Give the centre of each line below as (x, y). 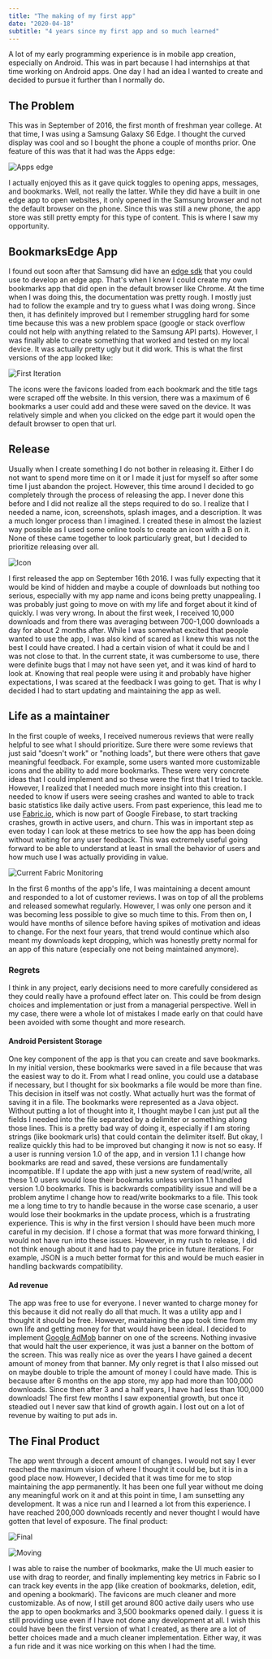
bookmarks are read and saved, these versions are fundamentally (118, 1163)
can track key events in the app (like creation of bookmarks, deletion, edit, (132, 1586)
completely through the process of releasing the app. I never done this (126, 495)
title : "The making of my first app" (72, 16)
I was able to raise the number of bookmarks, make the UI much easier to (131, 1569)
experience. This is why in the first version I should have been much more (132, 1223)
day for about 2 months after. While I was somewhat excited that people (129, 630)
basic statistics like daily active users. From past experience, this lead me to (135, 805)
